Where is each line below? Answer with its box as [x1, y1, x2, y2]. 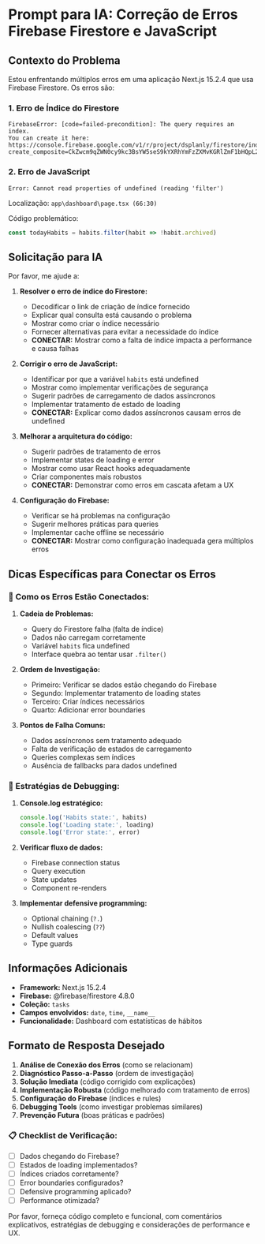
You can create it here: [8, 134, 90, 143]
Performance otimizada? [19, 1196, 100, 1205]
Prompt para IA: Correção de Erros [8, 6, 238, 24]
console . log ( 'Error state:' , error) [19, 828, 140, 837]
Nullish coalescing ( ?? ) [31, 921, 106, 932]
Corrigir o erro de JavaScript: [19, 359, 118, 368]
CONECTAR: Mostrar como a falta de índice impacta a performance [31, 335, 252, 345]
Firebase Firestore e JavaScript [8, 22, 217, 40]
